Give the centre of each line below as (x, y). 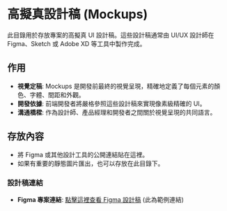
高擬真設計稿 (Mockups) (78, 14)
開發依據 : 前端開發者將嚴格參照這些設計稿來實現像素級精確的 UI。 (111, 103)
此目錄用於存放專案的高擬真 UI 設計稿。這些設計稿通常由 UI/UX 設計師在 (111, 35)
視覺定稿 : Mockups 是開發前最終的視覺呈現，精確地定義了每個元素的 (116, 86)
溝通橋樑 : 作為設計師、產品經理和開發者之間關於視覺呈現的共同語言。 (117, 112)
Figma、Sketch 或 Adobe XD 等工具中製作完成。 (77, 43)
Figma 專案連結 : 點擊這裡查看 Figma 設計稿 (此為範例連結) (101, 199)
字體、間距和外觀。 (57, 94)
